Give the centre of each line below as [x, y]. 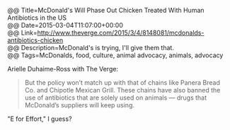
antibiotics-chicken [35, 40]
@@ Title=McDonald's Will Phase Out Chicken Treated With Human [106, 10]
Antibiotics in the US [37, 18]
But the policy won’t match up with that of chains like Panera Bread [122, 83]
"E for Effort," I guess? [40, 119]
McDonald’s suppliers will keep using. [80, 105]
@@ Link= [22, 32]
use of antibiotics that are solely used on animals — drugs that [116, 97]
